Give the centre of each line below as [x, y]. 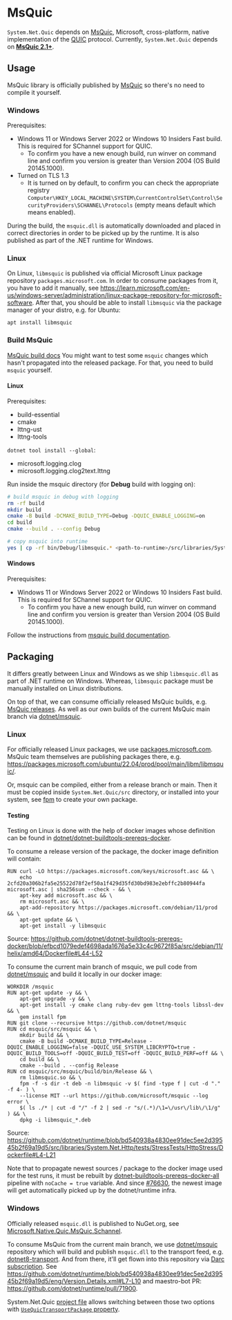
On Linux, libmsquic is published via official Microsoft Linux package [105, 273]
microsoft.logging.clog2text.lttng [64, 470]
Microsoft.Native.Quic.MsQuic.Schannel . [65, 1231]
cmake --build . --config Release [69, 1066]
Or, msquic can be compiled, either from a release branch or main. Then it [112, 785]
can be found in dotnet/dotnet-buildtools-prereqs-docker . [89, 838]
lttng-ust [30, 429]
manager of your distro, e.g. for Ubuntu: [64, 310]
